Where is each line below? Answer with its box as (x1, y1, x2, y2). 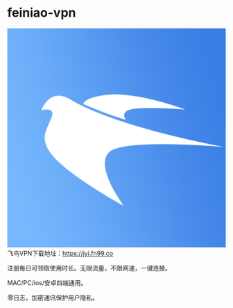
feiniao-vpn (7, 5, 76, 21)
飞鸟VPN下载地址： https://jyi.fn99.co (7, 249, 114, 258)
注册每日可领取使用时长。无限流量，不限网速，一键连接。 (7, 264, 171, 273)
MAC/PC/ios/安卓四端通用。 (7, 279, 87, 287)
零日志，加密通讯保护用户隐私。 (7, 293, 98, 302)
